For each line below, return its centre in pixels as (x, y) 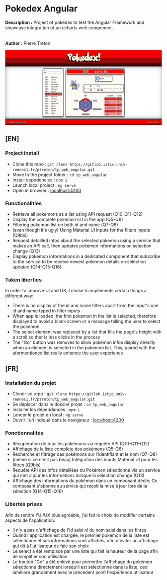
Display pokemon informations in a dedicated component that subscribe (86, 256)
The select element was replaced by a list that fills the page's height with (87, 332)
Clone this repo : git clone (40, 164)
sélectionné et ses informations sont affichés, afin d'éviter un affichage (85, 540)
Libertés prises (24, 504)
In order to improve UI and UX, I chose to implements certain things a (76, 291)
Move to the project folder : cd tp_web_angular (60, 174)
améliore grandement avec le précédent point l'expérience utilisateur (83, 572)
